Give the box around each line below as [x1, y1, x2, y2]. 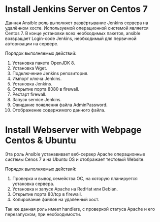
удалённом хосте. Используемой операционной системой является [5, 25, 149, 31]
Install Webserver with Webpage [5, 124, 142, 136]
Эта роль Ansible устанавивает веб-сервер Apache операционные [5, 151, 145, 157]
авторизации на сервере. [5, 40, 59, 46]
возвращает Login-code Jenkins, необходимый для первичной [5, 36, 137, 41]
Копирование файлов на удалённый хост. [12, 196, 99, 202]
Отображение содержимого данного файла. [12, 107, 106, 113]
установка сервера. [12, 181, 55, 186]
